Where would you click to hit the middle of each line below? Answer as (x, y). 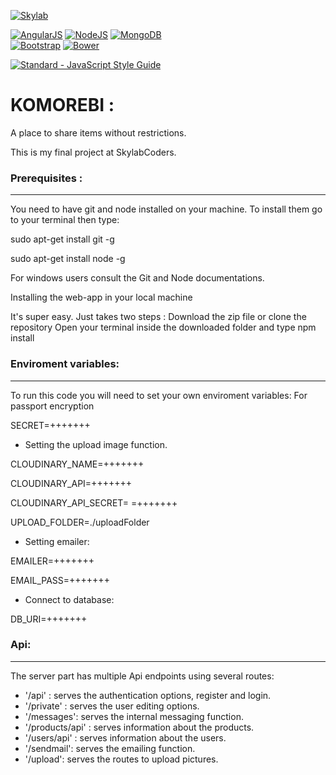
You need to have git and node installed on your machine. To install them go (166, 209)
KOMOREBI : (62, 105)
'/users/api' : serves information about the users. (125, 737)
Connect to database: (69, 599)
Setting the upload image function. (96, 444)
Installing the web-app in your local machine (101, 297)
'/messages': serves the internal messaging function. (134, 716)
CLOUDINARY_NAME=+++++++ (77, 464)
